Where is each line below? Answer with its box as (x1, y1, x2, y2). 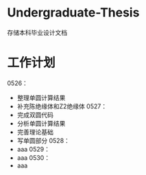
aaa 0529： (16, 145, 50, 153)
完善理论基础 (16, 128, 53, 136)
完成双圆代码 (16, 110, 53, 119)
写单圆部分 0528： (16, 136, 71, 145)
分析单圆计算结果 (16, 119, 66, 128)
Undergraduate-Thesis (7, 5, 140, 21)
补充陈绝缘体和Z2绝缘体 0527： (16, 102, 108, 110)
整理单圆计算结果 (16, 93, 66, 102)
